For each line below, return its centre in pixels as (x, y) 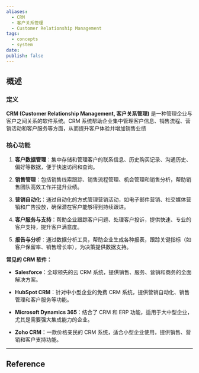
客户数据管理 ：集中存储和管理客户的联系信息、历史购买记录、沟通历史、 (103, 159)
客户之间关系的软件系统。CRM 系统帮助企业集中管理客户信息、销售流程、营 (98, 121)
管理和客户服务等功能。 (43, 299)
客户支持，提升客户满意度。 (49, 227)
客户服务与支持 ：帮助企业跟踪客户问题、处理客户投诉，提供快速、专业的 (103, 219)
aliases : (17, 12)
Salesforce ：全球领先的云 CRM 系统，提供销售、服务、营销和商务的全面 (103, 272)
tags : (13, 34)
